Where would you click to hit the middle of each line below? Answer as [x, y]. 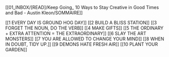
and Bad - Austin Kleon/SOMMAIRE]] [44, 13]
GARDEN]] [16, 50]
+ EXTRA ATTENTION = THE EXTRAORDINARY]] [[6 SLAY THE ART [76, 33]
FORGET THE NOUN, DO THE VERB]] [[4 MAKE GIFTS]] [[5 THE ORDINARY [84, 28]
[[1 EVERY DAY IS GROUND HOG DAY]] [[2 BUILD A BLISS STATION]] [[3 [81, 23]
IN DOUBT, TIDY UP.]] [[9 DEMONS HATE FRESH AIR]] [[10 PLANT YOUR [82, 44]
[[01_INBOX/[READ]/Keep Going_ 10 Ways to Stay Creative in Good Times [82, 7]
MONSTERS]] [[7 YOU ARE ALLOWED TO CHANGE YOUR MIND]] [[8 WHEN [85, 39]
